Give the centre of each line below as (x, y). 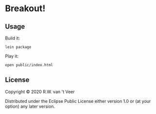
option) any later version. (30, 106)
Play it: (12, 56)
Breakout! (25, 9)
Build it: (13, 38)
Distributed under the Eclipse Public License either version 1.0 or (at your (78, 101)
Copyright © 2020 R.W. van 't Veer (40, 92)
